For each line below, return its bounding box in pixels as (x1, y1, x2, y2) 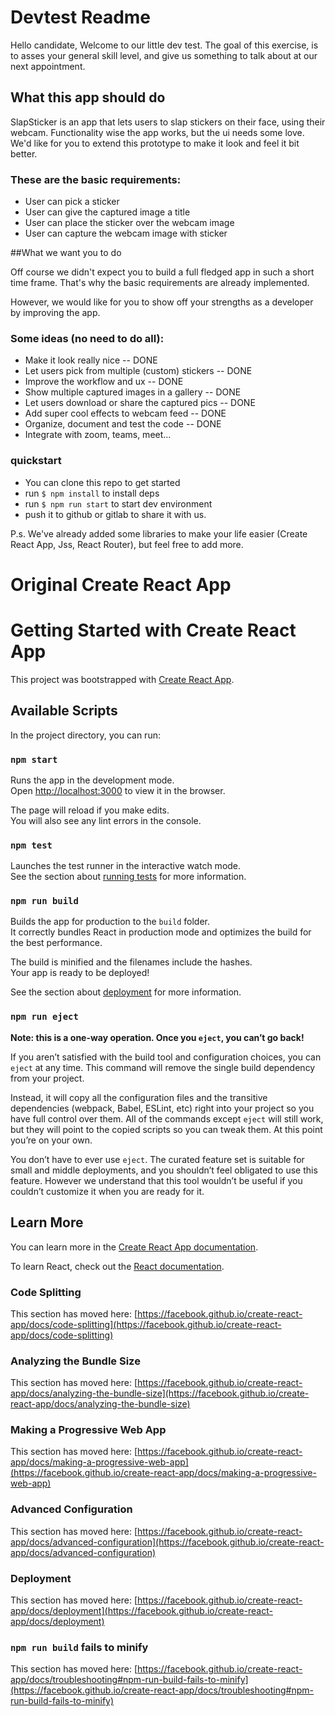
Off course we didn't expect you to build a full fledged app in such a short (10, 266, 315, 278)
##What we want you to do (10, 247, 122, 259)
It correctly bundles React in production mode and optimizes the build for (10, 926, 312, 938)
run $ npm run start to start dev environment (24, 497, 213, 510)
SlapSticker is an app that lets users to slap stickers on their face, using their (10, 116, 326, 128)
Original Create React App (10, 573, 232, 596)
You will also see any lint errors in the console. (10, 814, 202, 826)
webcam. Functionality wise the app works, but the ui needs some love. (10, 126, 305, 138)
